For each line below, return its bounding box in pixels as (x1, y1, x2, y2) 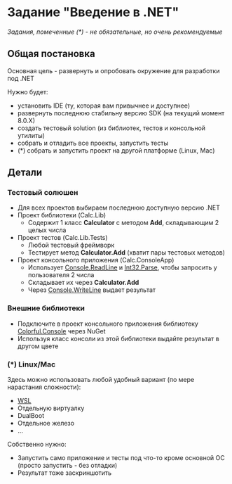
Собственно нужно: (7, 440, 67, 449)
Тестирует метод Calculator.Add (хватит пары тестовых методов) (27, 248, 226, 257)
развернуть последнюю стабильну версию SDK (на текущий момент (17, 108, 225, 117)
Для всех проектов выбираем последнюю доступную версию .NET (17, 203, 221, 212)
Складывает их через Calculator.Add (27, 279, 139, 287)
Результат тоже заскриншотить (17, 469, 112, 477)
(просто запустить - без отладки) (17, 461, 118, 470)
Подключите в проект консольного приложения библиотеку (17, 319, 198, 328)
